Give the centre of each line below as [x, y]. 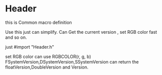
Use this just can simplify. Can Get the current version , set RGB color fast [81, 32]
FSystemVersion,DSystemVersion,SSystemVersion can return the [72, 62]
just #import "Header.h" [30, 47]
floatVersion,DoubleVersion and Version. [47, 67]
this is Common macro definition [39, 22]
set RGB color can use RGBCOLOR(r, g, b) [48, 56]
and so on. [16, 37]
